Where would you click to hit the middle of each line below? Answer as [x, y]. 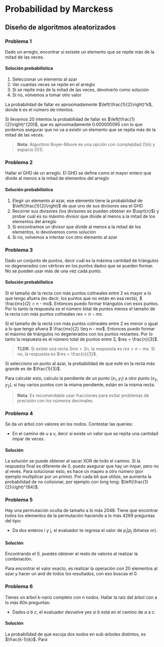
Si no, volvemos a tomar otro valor [47, 95]
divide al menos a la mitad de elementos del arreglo [57, 178]
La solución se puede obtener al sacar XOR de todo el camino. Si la [73, 461]
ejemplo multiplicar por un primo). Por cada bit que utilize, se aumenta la [78, 477]
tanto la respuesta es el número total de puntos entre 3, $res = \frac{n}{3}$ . [82, 339]
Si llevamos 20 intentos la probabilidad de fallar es [56, 119]
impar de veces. [28, 439]
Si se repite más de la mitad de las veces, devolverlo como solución [81, 90]
